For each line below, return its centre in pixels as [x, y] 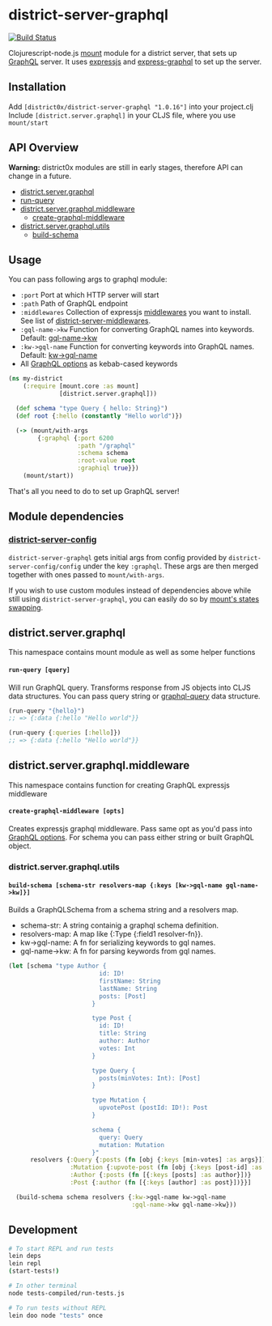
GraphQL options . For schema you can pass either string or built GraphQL [132, 837]
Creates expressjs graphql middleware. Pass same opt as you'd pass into [130, 829]
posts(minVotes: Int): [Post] [149, 1078]
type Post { [112, 1018]
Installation [37, 87]
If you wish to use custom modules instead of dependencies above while [130, 590]
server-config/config [45, 567]
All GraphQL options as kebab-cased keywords [99, 364]
